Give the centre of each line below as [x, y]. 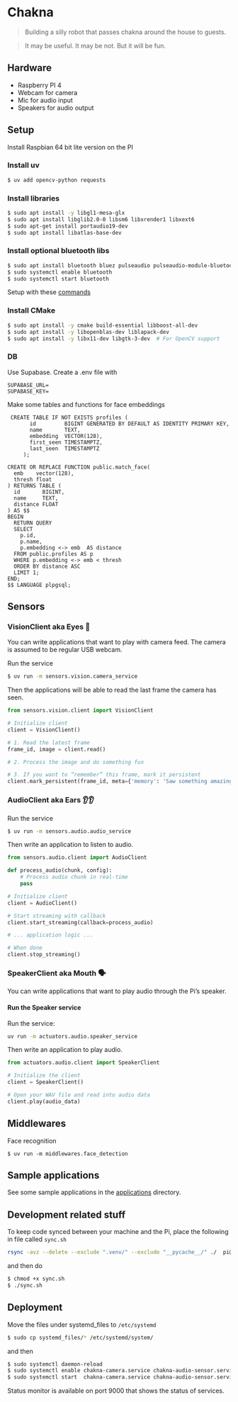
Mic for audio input [45, 100]
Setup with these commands [49, 292]
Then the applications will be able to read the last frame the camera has [112, 690]
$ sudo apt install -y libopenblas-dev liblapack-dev [89, 332]
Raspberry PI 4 [39, 85]
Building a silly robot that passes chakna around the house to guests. [125, 32]
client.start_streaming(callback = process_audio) [80, 922]
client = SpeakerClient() [45, 1082]
